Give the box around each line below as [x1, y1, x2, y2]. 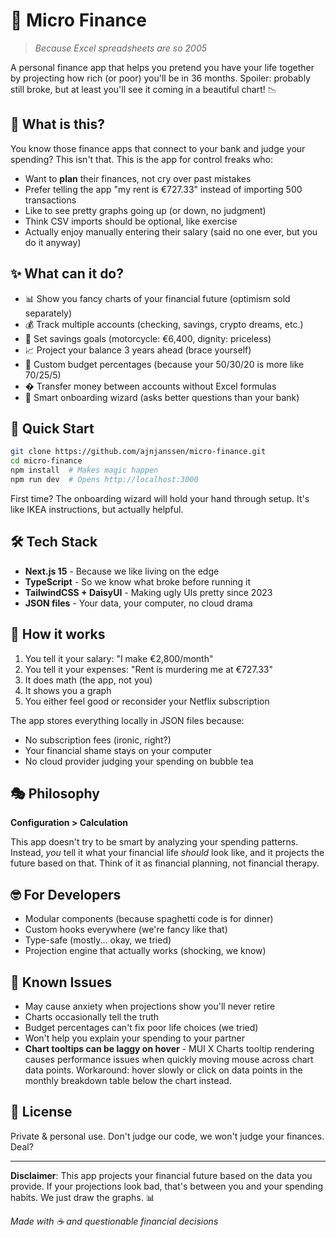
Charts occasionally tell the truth [24, 1010, 160, 1023]
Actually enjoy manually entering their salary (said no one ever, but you [24, 225, 318, 238]
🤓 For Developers [10, 886, 122, 903]
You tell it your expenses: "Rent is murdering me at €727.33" [24, 663, 274, 675]
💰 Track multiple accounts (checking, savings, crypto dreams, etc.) [24, 318, 304, 330]
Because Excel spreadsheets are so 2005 [34, 42, 208, 54]
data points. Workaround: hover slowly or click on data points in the [24, 1064, 303, 1076]
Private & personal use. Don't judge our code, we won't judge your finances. [10, 1130, 325, 1142]
